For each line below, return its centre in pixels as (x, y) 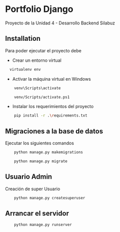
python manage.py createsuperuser (50, 198)
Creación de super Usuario (33, 189)
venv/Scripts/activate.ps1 (42, 97)
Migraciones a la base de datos (54, 131)
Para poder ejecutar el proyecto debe (43, 50)
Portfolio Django (39, 9)
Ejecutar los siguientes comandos (40, 143)
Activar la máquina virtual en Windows (52, 79)
